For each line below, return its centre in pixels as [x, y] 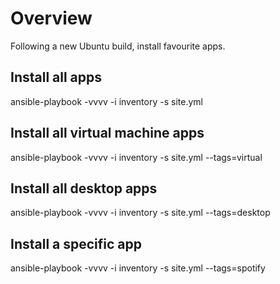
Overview [51, 18]
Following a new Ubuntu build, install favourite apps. [118, 46]
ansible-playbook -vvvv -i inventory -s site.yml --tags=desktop [140, 213]
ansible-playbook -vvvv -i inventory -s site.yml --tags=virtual [136, 157]
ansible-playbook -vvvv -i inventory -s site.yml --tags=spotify [138, 268]
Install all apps [56, 77]
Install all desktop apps [84, 188]
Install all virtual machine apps [107, 133]
